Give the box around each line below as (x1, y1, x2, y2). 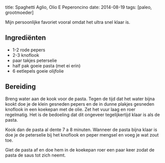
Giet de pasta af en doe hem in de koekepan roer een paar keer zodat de (5, 147, 155, 153)
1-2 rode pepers (12, 47, 46, 53)
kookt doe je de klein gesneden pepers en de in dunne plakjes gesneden (5, 101, 155, 107)
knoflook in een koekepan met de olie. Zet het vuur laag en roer (5, 106, 136, 112)
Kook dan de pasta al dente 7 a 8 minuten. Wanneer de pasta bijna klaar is (5, 127, 158, 133)
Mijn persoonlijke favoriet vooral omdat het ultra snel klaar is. (5, 19, 131, 25)
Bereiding (5, 82, 36, 91)
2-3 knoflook (12, 52, 39, 58)
